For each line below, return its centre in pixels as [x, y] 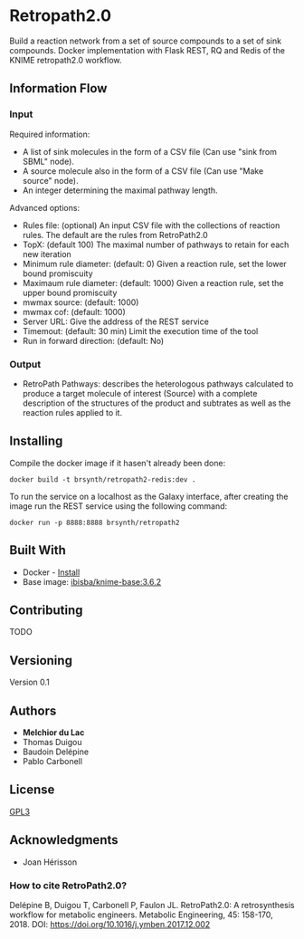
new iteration [47, 254]
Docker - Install [51, 572]
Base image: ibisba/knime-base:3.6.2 [92, 581]
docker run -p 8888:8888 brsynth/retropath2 [95, 522]
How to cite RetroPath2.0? [68, 886]
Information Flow [58, 88]
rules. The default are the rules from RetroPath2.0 [115, 235]
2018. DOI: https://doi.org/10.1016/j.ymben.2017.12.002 [110, 924]
